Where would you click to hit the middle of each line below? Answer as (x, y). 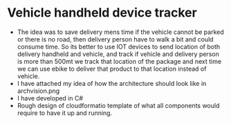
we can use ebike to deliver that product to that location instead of (112, 69)
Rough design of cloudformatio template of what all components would (118, 105)
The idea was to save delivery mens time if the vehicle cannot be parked (121, 32)
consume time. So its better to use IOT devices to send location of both (119, 46)
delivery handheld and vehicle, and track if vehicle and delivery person (118, 54)
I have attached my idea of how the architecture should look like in (112, 83)
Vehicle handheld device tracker (102, 13)
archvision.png (38, 91)
